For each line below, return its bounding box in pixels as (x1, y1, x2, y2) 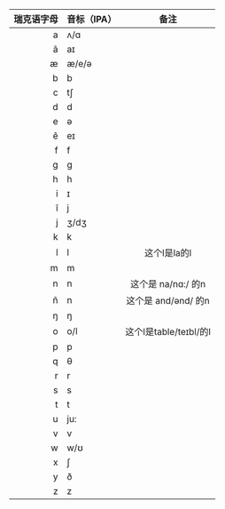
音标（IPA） (66, 13, 117, 25)
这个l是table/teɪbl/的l (125, 326, 211, 338)
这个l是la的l (144, 247, 192, 258)
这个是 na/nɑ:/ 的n (129, 278, 206, 290)
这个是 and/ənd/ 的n (126, 295, 210, 306)
